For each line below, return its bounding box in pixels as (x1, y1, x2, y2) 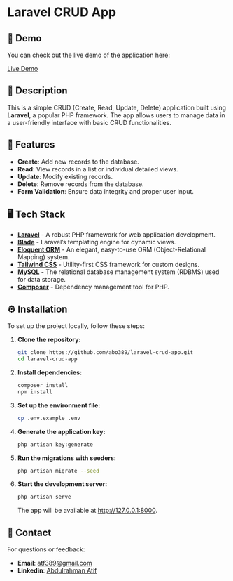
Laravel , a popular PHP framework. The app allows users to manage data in (7, 110, 225, 119)
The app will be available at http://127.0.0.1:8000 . (17, 507, 158, 515)
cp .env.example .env (17, 414, 80, 422)
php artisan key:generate (17, 440, 93, 448)
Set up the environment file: (17, 401, 101, 410)
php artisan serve (17, 493, 71, 501)
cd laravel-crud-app (17, 355, 78, 363)
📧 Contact (7, 526, 52, 538)
